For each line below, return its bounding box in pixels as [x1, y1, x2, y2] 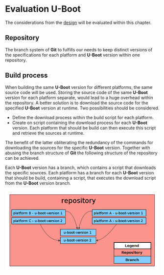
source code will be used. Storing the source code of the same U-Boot [5, 89, 148, 95]
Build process [5, 71, 48, 80]
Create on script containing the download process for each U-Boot [12, 120, 148, 126]
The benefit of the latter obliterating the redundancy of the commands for [5, 139, 153, 145]
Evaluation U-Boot [5, 3, 81, 15]
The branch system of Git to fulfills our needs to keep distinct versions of [5, 46, 153, 52]
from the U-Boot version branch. [5, 180, 71, 186]
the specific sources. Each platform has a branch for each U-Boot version [5, 169, 154, 175]
